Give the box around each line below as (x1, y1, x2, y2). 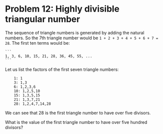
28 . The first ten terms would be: (5, 40, 70, 46)
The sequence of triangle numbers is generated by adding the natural (5, 30, 145, 35)
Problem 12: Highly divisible (5, 3, 120, 15)
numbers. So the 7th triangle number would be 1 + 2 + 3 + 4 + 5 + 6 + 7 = (5, 35, 159, 41)
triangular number (5, 14, 80, 25)
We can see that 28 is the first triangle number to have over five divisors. (5, 110, 151, 116)
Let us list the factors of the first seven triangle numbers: (5, 67, 119, 72)
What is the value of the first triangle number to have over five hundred (5, 119, 147, 125)
